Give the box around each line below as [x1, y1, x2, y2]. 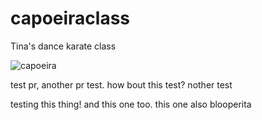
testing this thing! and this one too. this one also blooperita [10, 98, 252, 110]
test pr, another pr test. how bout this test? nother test [10, 78, 233, 91]
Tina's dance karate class [10, 40, 117, 52]
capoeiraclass [10, 7, 131, 30]
